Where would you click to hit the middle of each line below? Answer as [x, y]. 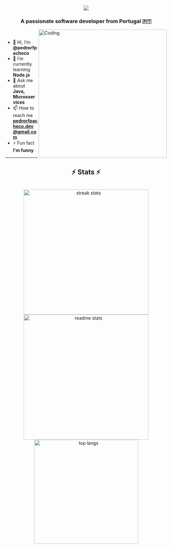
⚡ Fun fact [24, 143]
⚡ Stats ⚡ [86, 172]
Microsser [24, 97]
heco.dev [23, 126]
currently [22, 64]
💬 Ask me [23, 81]
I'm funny [23, 150]
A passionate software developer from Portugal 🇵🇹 [86, 22]
